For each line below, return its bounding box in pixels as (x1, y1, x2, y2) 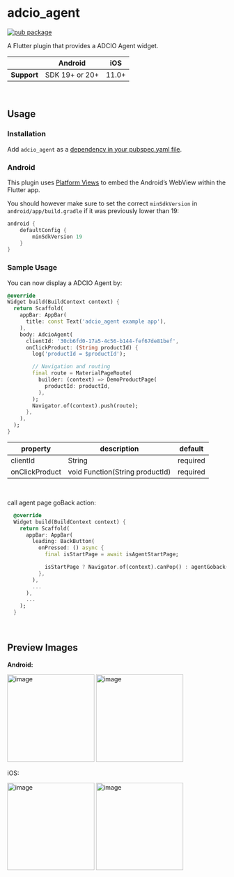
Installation (7, 129, 47, 139)
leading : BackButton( (32, 538, 95, 545)
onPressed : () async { (38, 544, 104, 551)
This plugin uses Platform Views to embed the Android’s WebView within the (7, 178, 226, 187)
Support (10, 70, 39, 80)
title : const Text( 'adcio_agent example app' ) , (25, 318, 167, 326)
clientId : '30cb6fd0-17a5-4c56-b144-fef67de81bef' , (25, 338, 179, 345)
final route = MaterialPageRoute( (32, 370, 132, 377)
